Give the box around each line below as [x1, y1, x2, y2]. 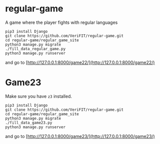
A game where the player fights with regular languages [5, 19, 118, 25]
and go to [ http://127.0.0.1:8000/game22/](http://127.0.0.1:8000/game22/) [5, 59, 155, 65]
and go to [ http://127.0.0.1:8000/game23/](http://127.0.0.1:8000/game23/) [5, 133, 156, 139]
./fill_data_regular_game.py [5, 46, 66, 51]
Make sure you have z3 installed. [5, 93, 72, 99]
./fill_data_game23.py [5, 120, 52, 125]
